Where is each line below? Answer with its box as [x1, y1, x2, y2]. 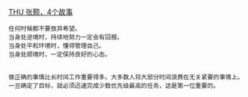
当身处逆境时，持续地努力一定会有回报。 [8, 33, 123, 41]
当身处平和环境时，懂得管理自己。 [8, 42, 105, 50]
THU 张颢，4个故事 [8, 7, 73, 16]
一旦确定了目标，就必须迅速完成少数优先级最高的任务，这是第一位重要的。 [8, 82, 220, 90]
